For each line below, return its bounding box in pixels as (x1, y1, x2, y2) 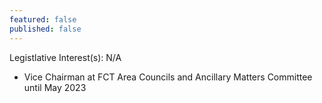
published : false (9, 24, 82, 34)
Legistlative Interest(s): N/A (9, 51, 122, 63)
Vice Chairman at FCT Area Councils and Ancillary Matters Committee (23, 71, 313, 83)
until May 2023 (23, 81, 87, 93)
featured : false (9, 14, 77, 25)
